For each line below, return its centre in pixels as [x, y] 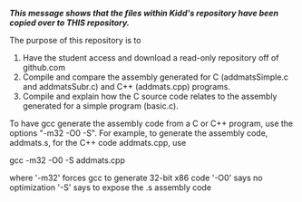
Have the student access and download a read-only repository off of [151, 58]
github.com [44, 67]
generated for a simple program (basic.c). [100, 106]
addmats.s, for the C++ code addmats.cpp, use [98, 143]
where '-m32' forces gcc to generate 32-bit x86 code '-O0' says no [136, 178]
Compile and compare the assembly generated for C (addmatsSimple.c [155, 77]
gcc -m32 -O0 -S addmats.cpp [67, 160]
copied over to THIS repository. [69, 23]
